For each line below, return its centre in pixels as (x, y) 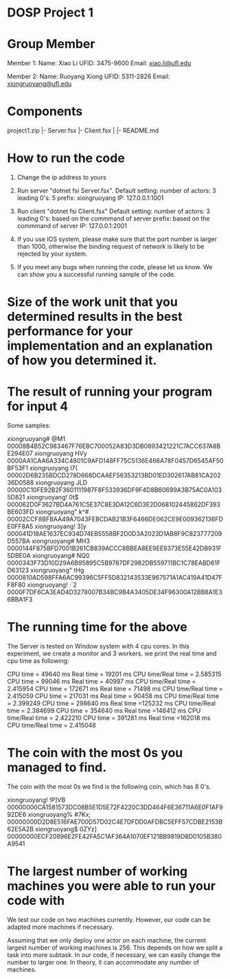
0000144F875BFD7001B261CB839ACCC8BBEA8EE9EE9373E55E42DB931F (114, 548)
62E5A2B (21, 829)
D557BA (19, 541)
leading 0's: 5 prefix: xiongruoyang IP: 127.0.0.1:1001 (90, 198)
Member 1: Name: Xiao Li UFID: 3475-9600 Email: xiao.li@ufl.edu (99, 63)
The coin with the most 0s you (95, 753)
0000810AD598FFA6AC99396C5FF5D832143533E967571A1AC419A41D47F (115, 578)
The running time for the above (97, 627)
